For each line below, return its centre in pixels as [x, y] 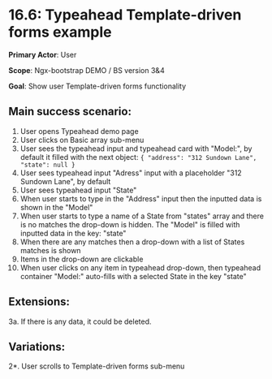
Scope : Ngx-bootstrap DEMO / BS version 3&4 [86, 70]
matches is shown [50, 250]
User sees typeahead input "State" [78, 190]
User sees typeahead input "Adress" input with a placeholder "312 [131, 173]
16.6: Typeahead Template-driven [125, 15]
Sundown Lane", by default [65, 181]
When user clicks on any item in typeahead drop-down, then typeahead [140, 267]
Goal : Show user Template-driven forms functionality [97, 86]
